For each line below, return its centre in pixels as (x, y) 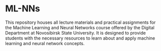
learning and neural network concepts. (45, 43)
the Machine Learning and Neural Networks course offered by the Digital (80, 27)
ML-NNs (23, 9)
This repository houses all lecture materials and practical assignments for (80, 22)
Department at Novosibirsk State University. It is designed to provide (76, 33)
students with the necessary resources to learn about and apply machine (80, 38)
